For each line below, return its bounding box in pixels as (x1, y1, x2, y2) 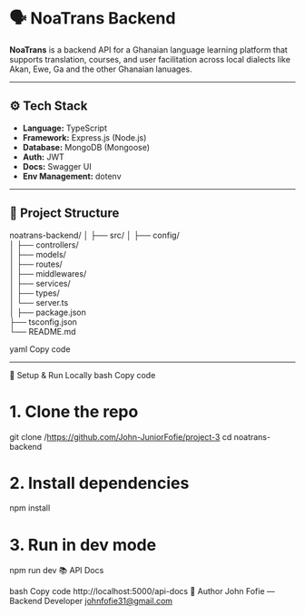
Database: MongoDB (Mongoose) (22, 142, 151, 152)
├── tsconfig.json (9, 316, 77, 327)
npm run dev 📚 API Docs (9, 565, 104, 576)
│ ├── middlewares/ (9, 268, 87, 278)
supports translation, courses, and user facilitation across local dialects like (9, 54, 290, 64)
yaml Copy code (9, 343, 71, 355)
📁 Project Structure (9, 206, 120, 221)
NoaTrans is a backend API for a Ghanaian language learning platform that (9, 44, 288, 55)
